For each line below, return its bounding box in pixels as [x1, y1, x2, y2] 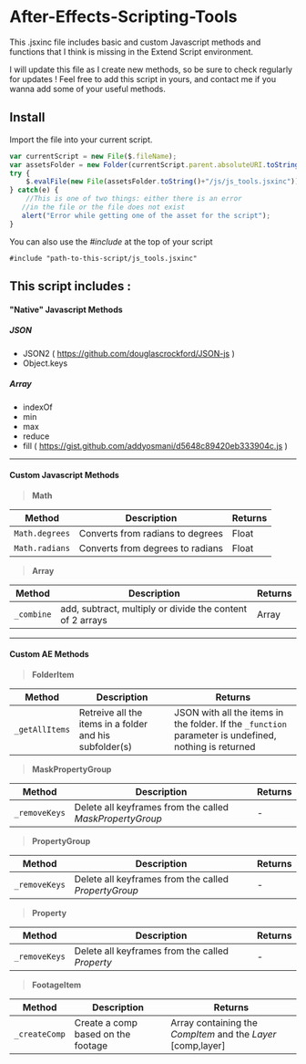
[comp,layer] [169, 1038, 226, 1051]
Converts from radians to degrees [78, 527, 224, 539]
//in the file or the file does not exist [21, 203, 185, 212]
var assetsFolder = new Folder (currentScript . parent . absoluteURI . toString [9, 160, 300, 170]
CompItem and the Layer [169, 1027, 277, 1040]
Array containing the [169, 1016, 258, 1028]
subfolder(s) [78, 740, 132, 753]
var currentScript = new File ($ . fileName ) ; [9, 151, 178, 161]
